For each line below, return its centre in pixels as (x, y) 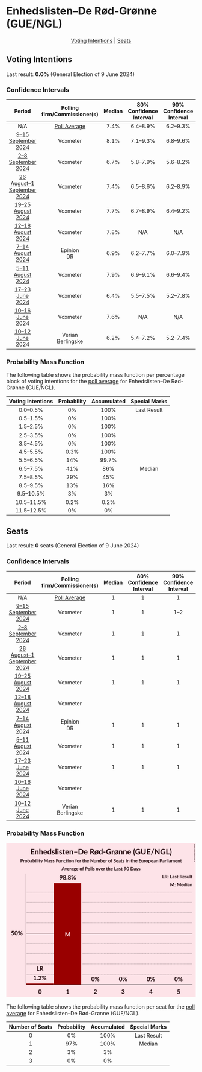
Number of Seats (31, 1027)
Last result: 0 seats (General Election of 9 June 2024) (73, 546)
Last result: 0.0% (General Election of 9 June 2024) (71, 74)
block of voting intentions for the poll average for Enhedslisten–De (88, 382)
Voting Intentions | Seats (101, 40)
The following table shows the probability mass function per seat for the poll (101, 1007)
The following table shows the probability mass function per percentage (95, 375)
